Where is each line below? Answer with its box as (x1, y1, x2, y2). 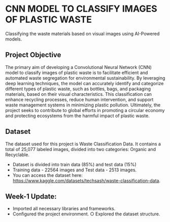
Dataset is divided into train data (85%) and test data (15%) (12, 161, 137, 167)
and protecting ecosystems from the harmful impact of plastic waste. (5, 113, 150, 119)
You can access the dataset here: (12, 172, 83, 178)
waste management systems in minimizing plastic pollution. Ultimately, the (5, 102, 161, 108)
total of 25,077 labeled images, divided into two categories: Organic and (5, 146, 156, 152)
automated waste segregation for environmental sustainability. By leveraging (5, 75, 165, 81)
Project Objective (5, 51, 61, 59)
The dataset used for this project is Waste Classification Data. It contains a (5, 140, 161, 147)
